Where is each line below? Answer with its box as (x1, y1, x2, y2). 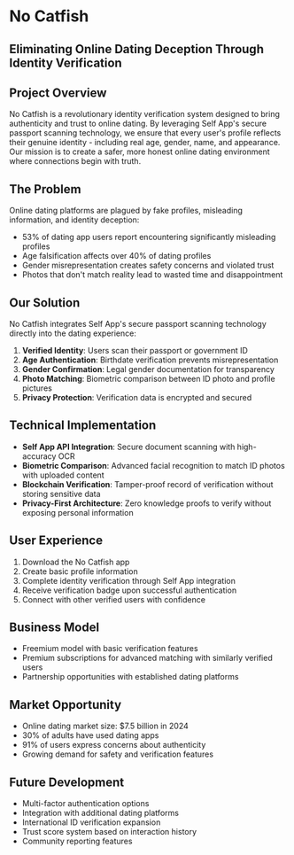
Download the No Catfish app (21, 556, 130, 567)
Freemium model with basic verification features (21, 643, 198, 654)
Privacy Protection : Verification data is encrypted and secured (21, 393, 252, 403)
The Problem (9, 182, 81, 197)
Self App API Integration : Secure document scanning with (21, 441, 236, 452)
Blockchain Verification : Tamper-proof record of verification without (21, 478, 274, 489)
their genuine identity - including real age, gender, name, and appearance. (9, 137, 281, 148)
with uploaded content (21, 470, 104, 480)
